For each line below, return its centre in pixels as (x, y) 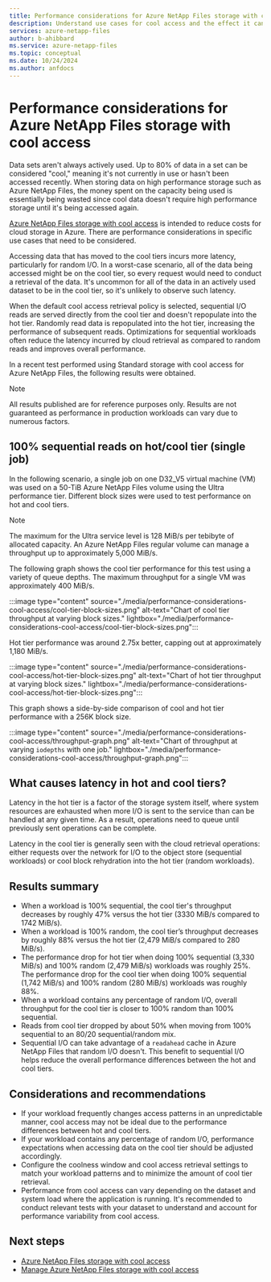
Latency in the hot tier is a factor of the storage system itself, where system (134, 802)
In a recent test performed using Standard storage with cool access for (127, 364)
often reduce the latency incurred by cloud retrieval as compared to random (135, 340)
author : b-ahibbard (42, 38)
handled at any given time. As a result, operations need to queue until (124, 820)
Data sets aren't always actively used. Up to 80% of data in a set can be (129, 164)
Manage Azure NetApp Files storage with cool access (110, 1269)
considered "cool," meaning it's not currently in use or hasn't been (119, 173)
